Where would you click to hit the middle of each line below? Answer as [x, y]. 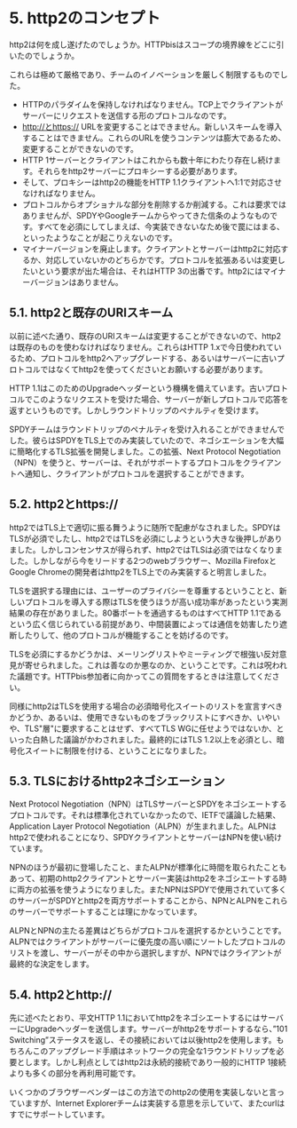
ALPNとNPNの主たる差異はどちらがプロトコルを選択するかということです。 [148, 931]
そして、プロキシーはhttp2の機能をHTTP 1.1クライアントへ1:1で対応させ [152, 182]
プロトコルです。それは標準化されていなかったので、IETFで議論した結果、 [145, 815]
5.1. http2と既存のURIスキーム [91, 313]
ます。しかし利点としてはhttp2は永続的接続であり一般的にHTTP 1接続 [159, 1062]
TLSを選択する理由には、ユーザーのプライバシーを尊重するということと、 [144, 591]
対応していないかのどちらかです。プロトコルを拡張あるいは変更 [161, 259]
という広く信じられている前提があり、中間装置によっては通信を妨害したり [145, 624]
